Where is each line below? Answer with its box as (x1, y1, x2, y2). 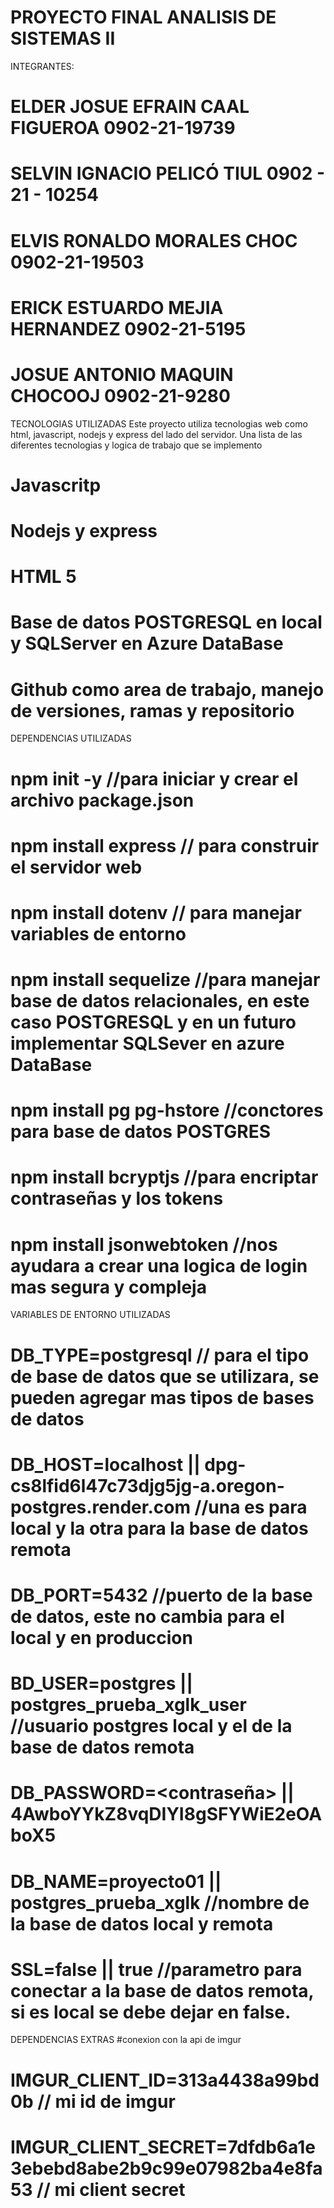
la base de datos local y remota (10, 1912, 274, 1935)
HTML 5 (10, 566, 77, 588)
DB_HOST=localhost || (10, 1453, 201, 1476)
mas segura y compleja (10, 1276, 207, 1298)
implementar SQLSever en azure (10, 1032, 285, 1055)
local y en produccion (10, 1626, 193, 1649)
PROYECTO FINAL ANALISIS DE (10, 6, 277, 29)
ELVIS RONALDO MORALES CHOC (10, 229, 298, 252)
